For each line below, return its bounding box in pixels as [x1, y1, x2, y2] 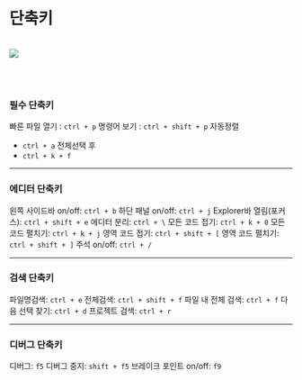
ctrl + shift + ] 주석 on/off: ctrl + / [9, 239, 153, 249]
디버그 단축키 [9, 339, 63, 351]
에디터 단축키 [9, 183, 63, 195]
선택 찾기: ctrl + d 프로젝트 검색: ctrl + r [18, 305, 172, 316]
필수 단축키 [9, 98, 55, 111]
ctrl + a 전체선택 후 [22, 140, 96, 151]
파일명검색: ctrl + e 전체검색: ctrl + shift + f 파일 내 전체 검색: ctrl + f [9, 294, 279, 304]
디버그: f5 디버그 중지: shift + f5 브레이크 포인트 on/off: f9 [9, 361, 222, 372]
